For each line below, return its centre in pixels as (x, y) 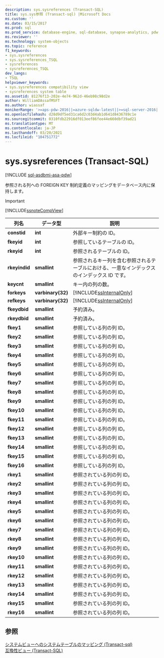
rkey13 (16, 585)
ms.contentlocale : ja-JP (30, 128)
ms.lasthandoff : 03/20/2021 (34, 133)
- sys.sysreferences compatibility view (47, 87)
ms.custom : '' (20, 19)
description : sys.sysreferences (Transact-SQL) (54, 10)
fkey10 (16, 411)
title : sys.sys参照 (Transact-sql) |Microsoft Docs (58, 14)
